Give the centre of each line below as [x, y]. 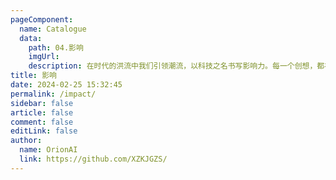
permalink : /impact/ [53, 94]
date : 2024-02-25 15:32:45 [66, 85]
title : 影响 [33, 76]
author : [26, 141]
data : [31, 38]
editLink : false [44, 131]
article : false [42, 112]
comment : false [42, 122]
